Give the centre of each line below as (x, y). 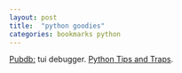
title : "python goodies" (57, 26)
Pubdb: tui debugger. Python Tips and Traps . (91, 60)
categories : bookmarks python (65, 34)
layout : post (33, 17)
